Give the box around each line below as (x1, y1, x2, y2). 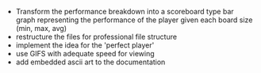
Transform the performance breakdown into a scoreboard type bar (15, 7, 234, 16)
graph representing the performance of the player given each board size (15, 15, 253, 25)
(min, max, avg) (15, 24, 67, 33)
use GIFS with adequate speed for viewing (15, 49, 155, 58)
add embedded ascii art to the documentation (15, 57, 166, 67)
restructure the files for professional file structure (15, 32, 177, 41)
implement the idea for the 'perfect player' (15, 40, 155, 50)
